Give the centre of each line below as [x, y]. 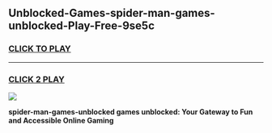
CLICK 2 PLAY [36, 79]
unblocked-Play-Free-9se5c [82, 26]
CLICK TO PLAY [40, 49]
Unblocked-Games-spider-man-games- [112, 13]
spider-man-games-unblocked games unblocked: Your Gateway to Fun [131, 111]
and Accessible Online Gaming [61, 120]
